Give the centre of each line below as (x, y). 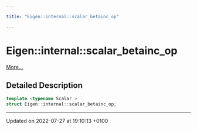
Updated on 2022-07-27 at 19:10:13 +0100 (57, 121)
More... (15, 67)
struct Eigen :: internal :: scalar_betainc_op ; (61, 104)
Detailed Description (45, 85)
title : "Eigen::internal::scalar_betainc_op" (62, 16)
